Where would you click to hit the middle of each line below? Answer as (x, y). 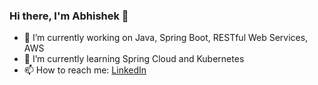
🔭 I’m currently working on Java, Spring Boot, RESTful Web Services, (166, 38)
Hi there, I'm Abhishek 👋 (69, 16)
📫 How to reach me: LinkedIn (85, 70)
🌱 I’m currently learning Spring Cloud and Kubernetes (134, 59)
